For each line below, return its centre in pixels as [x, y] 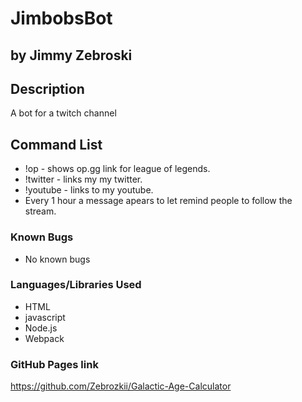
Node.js [41, 328]
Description [47, 88]
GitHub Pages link [54, 364]
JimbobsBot [61, 18]
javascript [45, 317]
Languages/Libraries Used [76, 285]
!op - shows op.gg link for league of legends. [117, 169]
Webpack [44, 338]
